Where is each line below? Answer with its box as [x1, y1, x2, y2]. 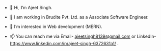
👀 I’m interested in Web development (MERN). [9, 24, 103, 29]
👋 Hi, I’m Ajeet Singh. [9, 5, 53, 10]
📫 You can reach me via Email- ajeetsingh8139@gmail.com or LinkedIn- [9, 33, 156, 39]
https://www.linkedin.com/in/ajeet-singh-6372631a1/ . [9, 41, 119, 46]
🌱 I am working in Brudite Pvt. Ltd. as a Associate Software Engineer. [9, 14, 149, 20]
